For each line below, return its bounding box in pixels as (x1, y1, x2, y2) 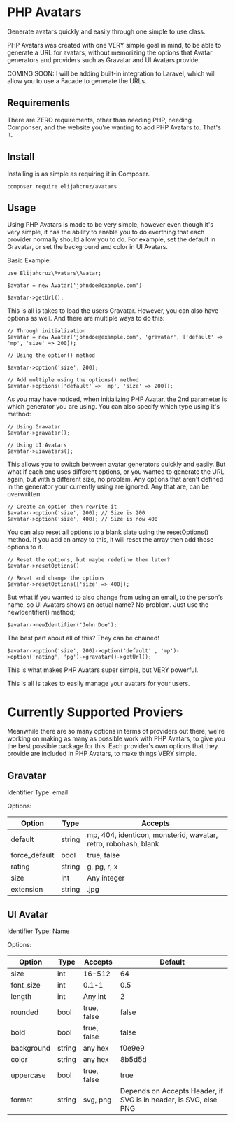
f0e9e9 (120, 1043, 145, 1053)
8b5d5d (120, 1054, 147, 1064)
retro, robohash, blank (87, 839, 159, 849)
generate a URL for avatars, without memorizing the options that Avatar (7, 48, 213, 57)
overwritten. (7, 490, 43, 498)
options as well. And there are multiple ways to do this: (7, 314, 165, 323)
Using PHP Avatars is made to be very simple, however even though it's (7, 220, 214, 229)
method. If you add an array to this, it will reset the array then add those (7, 535, 214, 544)
